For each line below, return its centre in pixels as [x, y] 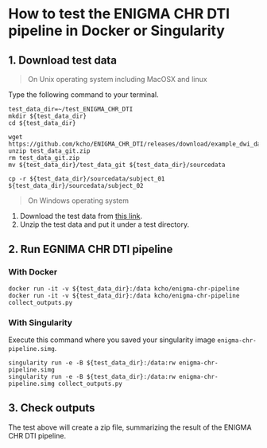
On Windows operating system [78, 201]
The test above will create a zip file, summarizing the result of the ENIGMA [130, 427]
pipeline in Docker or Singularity [116, 31]
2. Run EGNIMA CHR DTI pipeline [91, 249]
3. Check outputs [52, 408]
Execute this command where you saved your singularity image [112, 340]
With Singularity [41, 322]
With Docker [33, 272]
